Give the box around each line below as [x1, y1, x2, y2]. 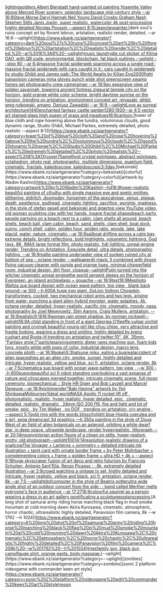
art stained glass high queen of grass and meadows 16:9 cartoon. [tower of [5, 113, 152, 118]
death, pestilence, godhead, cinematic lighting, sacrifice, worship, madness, [5, 200, 158, 206]
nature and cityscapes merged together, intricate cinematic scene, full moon [5, 376, 158, 381]
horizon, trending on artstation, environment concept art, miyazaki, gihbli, [5, 97, 152, 102]
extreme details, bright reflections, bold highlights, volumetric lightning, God [5, 236, 157, 242]
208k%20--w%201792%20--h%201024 [5, 545, 86, 551]
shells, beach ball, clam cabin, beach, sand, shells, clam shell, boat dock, [5, 221, 151, 226]
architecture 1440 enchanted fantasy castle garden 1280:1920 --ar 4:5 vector [5, 107, 155, 113]
